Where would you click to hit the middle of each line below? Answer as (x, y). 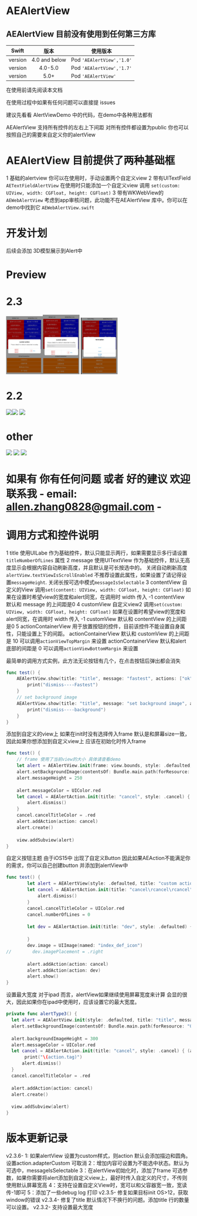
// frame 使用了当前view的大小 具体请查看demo (69, 760)
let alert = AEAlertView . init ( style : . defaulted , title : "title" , (94, 1020)
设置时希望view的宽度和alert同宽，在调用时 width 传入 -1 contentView (100, 597)
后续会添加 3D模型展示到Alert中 (44, 250)
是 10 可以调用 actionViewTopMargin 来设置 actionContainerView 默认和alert (96, 641)
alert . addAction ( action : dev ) (64, 970)
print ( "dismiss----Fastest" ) (63, 685)
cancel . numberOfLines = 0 (59, 915)
